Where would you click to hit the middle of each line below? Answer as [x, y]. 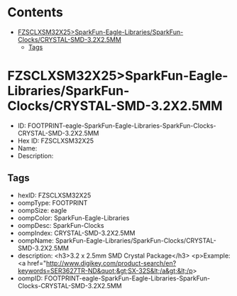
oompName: [36, 240]
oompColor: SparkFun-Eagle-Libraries [73, 218]
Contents [35, 12]
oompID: [30, 278]
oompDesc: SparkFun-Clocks [61, 225]
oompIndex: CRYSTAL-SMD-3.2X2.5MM [76, 233]
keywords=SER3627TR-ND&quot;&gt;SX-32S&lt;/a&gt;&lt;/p [105, 270]
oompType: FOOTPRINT [53, 202]
